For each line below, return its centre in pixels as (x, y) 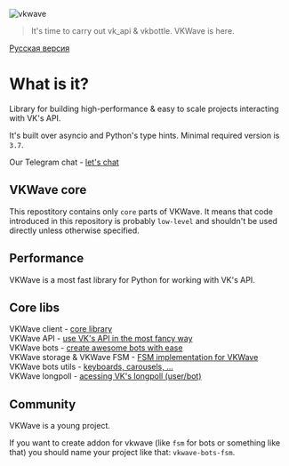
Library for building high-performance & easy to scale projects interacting (144, 108)
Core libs (35, 307)
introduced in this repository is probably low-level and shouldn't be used (143, 221)
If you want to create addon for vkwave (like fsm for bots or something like (145, 443)
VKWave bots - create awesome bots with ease (96, 348)
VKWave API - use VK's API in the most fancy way (101, 339)
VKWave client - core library (61, 329)
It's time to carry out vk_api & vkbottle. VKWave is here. (132, 31)
